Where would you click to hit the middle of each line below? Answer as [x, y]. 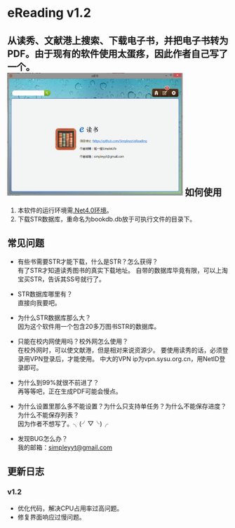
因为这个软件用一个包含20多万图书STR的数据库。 [89, 326]
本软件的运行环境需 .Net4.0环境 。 [65, 210]
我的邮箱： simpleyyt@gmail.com [65, 447]
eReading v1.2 [49, 13]
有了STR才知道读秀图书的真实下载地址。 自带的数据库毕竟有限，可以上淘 [122, 270]
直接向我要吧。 [39, 302]
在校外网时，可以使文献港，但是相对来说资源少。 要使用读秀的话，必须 [120, 350]
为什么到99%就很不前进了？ [58, 382]
